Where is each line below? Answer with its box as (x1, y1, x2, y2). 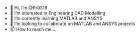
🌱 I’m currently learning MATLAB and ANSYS (10, 15, 103, 21)
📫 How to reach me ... (10, 26, 57, 32)
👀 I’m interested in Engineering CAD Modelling (10, 10, 106, 16)
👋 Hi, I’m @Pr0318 (10, 5, 48, 10)
